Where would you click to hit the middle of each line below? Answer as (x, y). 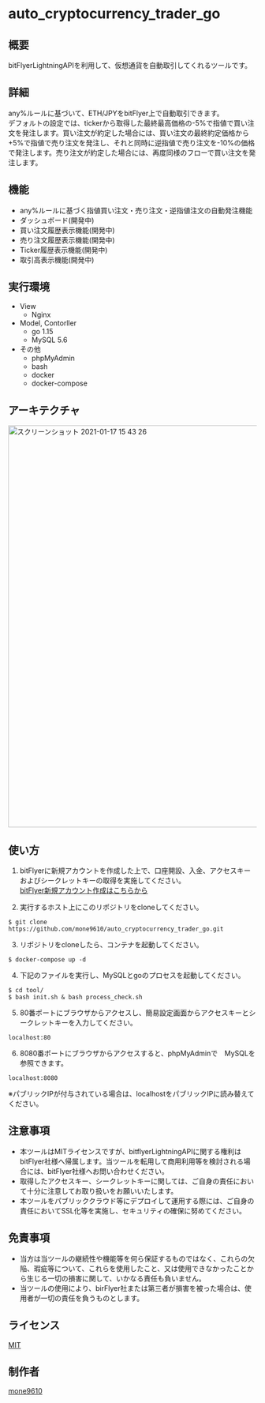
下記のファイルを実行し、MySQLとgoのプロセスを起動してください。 (132, 976)
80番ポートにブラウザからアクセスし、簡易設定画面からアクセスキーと (134, 1013)
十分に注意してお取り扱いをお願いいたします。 (102, 1190)
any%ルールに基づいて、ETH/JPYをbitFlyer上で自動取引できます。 (116, 113)
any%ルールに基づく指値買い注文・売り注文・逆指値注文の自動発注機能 (136, 210)
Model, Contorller (48, 323)
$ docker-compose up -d (47, 960)
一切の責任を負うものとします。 (92, 1298)
